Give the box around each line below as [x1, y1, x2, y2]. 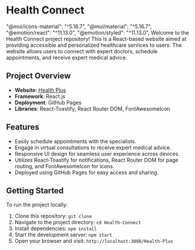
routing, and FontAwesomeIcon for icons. [14, 162, 115, 170]
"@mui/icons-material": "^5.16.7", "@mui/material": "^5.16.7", [6, 23, 152, 30]
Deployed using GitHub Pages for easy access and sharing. [14, 169, 159, 176]
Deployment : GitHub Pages [14, 99, 82, 106]
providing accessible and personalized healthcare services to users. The [6, 42, 182, 49]
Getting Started [6, 186, 64, 196]
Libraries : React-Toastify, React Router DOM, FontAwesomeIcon [14, 105, 170, 112]
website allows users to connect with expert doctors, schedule [6, 47, 158, 54]
